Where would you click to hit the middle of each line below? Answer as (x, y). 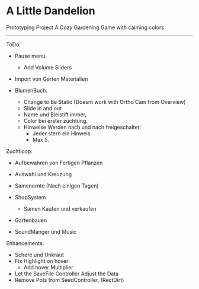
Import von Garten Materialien (51, 79)
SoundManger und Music (46, 231)
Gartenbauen (31, 220)
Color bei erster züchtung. (55, 120)
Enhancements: (25, 243)
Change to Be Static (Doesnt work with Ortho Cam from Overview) (105, 101)
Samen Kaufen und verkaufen (60, 208)
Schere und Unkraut (39, 255)
